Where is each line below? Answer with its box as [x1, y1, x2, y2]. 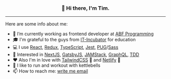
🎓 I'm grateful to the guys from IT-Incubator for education [12, 37, 136, 43]
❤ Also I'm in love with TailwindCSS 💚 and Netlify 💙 [12, 57, 121, 63]
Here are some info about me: [5, 21, 68, 27]
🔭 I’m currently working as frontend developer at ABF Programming [12, 31, 154, 37]
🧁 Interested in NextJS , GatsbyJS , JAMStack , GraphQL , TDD [12, 51, 139, 58]
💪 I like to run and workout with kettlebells [12, 62, 101, 68]
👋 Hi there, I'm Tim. [61, 5, 110, 12]
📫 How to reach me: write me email [12, 68, 88, 74]
